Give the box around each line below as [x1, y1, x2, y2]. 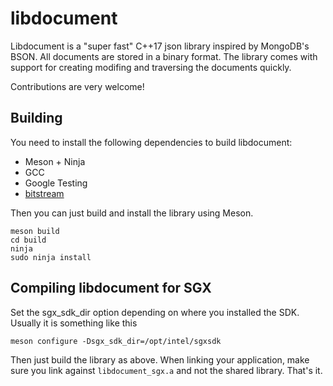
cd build [10, 235, 47, 245]
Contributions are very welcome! [10, 80, 145, 92]
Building [10, 110, 63, 127]
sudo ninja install [10, 252, 92, 262]
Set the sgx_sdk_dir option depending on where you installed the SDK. [10, 306, 300, 318]
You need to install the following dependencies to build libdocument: [10, 136, 293, 148]
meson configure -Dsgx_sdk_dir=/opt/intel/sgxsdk [10, 336, 222, 346]
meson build [10, 226, 60, 236]
